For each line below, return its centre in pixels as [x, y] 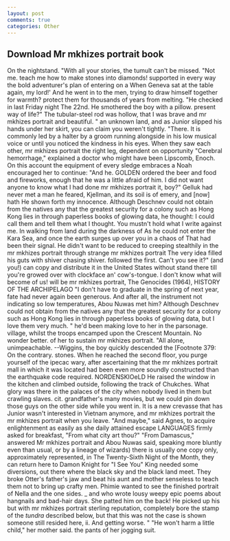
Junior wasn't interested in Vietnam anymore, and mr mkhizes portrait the [111, 413]
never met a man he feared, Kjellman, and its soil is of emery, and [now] [108, 195]
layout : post [26, 13]
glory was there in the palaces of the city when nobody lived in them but [110, 391]
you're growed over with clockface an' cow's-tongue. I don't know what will [114, 275]
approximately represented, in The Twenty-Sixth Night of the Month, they [111, 457]
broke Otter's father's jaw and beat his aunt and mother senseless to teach [113, 479]
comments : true [29, 20]
